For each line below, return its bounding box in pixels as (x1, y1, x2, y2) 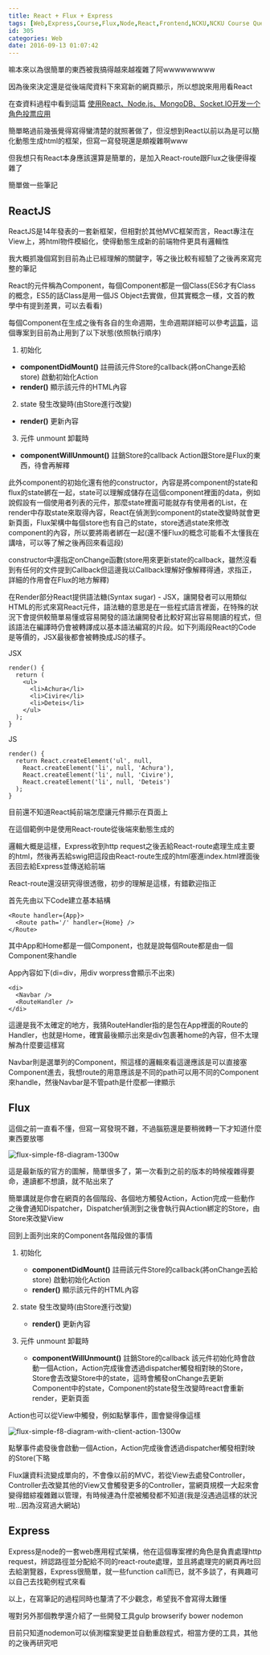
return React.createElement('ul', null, (15, 756, 153, 764)
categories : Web (8, 34, 63, 43)
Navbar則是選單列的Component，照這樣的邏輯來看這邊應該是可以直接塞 (8, 1057, 247, 1067)
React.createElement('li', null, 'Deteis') (22, 777, 171, 786)
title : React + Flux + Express (8, 11, 113, 20)
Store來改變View (8, 1213, 64, 1223)
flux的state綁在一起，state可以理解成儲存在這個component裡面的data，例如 (8, 487, 261, 497)
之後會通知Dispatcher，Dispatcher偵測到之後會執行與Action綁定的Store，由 (8, 1203, 260, 1213)
